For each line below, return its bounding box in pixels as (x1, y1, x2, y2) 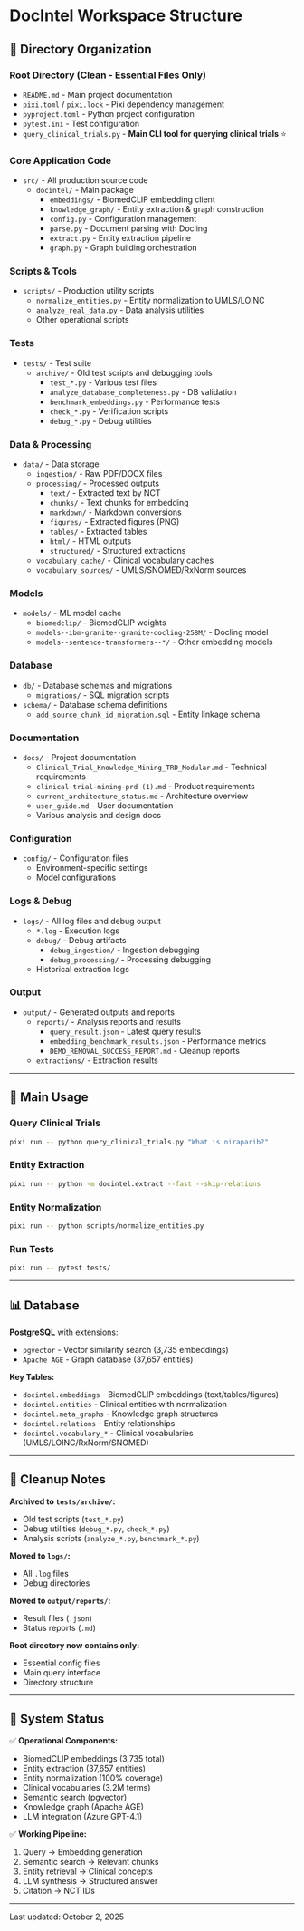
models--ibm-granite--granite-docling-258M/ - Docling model (35, 627, 269, 638)
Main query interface (22, 1666, 101, 1677)
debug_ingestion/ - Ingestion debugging (49, 944, 200, 955)
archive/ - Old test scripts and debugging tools (35, 367, 213, 378)
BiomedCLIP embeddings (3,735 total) (22, 1753, 166, 1764)
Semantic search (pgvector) (22, 1791, 128, 1803)
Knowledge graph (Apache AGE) (22, 1801, 145, 1812)
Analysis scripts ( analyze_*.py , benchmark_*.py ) (22, 1532, 200, 1543)
